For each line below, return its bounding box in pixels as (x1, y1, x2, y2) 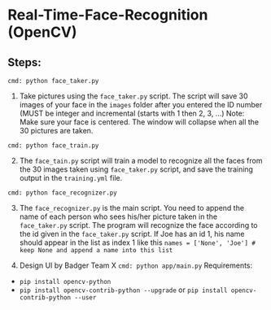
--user (74, 294, 97, 302)
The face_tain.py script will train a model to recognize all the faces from (19, 156, 263, 165)
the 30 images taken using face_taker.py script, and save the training (19, 164, 254, 174)
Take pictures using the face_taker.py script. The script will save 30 (19, 91, 249, 101)
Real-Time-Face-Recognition (7, 6, 208, 24)
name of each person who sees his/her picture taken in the (19, 212, 217, 221)
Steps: (7, 55, 42, 69)
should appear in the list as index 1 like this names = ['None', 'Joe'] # (19, 238, 256, 247)
